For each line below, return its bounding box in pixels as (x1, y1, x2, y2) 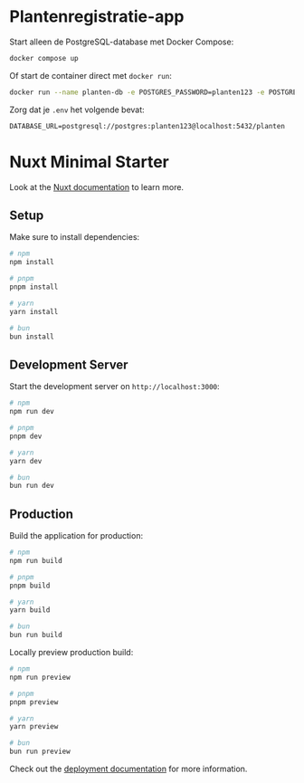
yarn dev (9, 456, 43, 465)
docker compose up (9, 53, 79, 62)
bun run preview (9, 747, 71, 757)
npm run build (9, 556, 63, 565)
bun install (9, 332, 54, 341)
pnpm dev (9, 432, 43, 441)
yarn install (9, 307, 59, 316)
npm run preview (9, 673, 71, 682)
